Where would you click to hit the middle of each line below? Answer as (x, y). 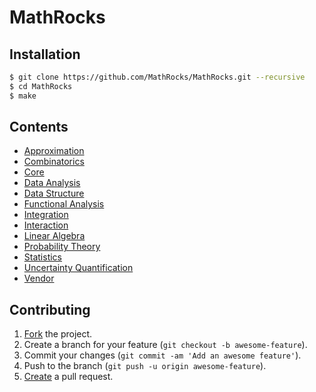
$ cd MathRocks (41, 86)
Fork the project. (58, 334)
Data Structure (54, 193)
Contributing (50, 309)
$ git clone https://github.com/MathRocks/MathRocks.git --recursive (157, 77)
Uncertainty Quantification (78, 268)
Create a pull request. (68, 377)
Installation (45, 54)
